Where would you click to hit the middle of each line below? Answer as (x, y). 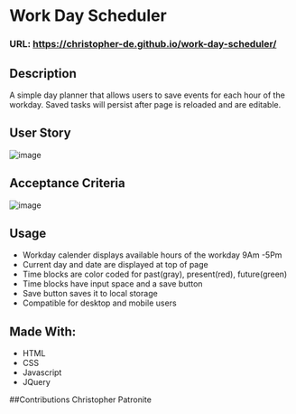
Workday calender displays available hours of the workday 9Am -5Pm (152, 255)
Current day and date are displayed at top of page (116, 265)
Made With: (43, 331)
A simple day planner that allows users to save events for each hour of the (148, 95)
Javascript (42, 372)
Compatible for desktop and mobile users (100, 303)
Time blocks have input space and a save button (112, 284)
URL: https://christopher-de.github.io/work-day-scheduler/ (143, 44)
